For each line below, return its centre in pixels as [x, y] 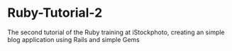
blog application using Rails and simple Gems [74, 39]
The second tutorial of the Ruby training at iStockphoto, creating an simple [116, 32]
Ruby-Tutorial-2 [55, 13]
